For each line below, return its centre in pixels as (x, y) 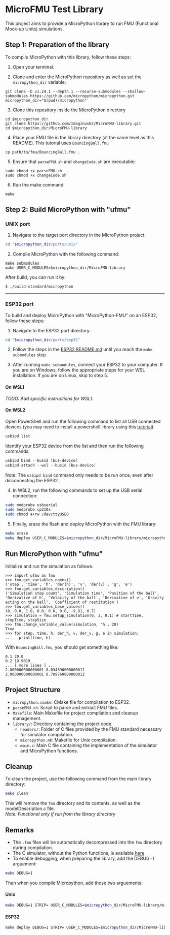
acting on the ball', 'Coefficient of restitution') (62, 602)
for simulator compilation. (47, 734)
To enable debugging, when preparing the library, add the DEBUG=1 (83, 859)
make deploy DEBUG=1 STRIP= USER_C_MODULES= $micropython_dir (71, 928)
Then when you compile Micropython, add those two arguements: (74, 883)
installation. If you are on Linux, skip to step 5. (60, 376)
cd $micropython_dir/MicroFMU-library (46, 128)
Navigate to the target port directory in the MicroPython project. (79, 235)
